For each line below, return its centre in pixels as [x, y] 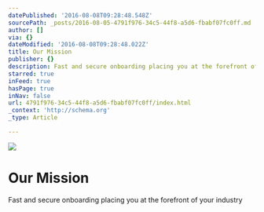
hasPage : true [31, 88]
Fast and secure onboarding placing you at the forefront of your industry [125, 199]
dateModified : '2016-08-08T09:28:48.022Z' [79, 45]
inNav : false [29, 96]
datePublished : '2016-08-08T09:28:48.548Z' [81, 15]
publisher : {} [31, 60]
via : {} [21, 37]
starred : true [31, 74]
